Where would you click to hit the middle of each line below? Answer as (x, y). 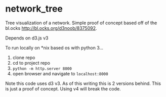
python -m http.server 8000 (42, 69)
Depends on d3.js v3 (27, 38)
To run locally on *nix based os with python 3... (54, 47)
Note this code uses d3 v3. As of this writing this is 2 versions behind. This (83, 83)
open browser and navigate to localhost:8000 (60, 73)
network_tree (34, 9)
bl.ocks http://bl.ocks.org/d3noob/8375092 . (51, 28)
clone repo (24, 57)
